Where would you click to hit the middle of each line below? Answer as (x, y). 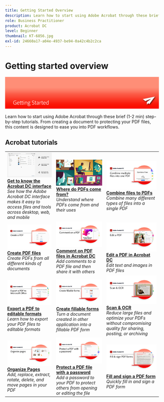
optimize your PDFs (126, 318)
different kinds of (24, 263)
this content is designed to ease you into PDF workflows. (62, 127)
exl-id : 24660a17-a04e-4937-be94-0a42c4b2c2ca (53, 42)
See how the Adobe (27, 191)
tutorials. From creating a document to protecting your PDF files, (86, 122)
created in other (72, 319)
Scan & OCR (119, 308)
